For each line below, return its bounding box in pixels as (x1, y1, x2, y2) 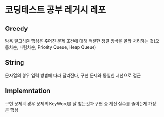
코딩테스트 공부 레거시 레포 (5, 4, 106, 16)
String (5, 58, 24, 67)
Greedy (5, 24, 28, 32)
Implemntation (5, 87, 51, 95)
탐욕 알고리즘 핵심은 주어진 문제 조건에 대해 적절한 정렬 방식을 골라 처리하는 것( (5, 38, 156, 44)
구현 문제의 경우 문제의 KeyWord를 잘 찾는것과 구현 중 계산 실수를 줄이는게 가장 (5, 100, 157, 106)
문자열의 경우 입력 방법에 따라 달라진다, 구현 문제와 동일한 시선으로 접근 (5, 72, 141, 78)
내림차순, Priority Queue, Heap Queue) (19, 44, 96, 50)
